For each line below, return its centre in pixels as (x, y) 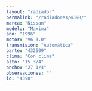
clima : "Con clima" (30, 56)
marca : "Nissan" (26, 23)
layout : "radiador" (30, 12)
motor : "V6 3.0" (26, 40)
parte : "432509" (26, 51)
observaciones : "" (29, 73)
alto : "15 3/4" (25, 62)
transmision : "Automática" (40, 45)
